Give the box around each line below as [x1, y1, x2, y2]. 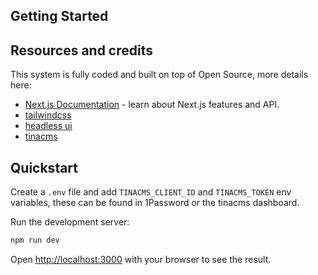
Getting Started [10, 8, 109, 25]
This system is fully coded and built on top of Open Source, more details [10, 69, 309, 81]
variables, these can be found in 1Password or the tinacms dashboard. [10, 197, 300, 209]
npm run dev [10, 235, 60, 246]
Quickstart [10, 159, 79, 176]
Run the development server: [10, 216, 130, 228]
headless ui [24, 120, 73, 132]
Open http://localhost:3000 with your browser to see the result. [10, 253, 272, 265]
